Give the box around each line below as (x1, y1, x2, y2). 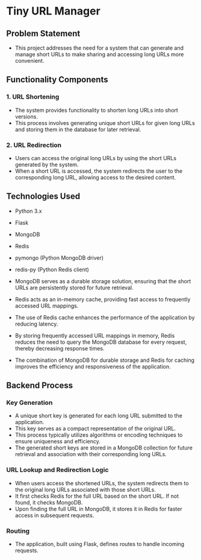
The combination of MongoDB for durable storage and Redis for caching (14, 356, 194, 364)
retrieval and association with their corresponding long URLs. (14, 451, 167, 458)
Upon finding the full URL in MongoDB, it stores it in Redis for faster (14, 505, 182, 512)
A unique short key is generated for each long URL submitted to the (14, 412, 182, 419)
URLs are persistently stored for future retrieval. (14, 284, 134, 291)
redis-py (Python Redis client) (14, 266, 89, 273)
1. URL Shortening (6, 92, 60, 101)
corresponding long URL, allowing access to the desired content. (14, 173, 176, 181)
